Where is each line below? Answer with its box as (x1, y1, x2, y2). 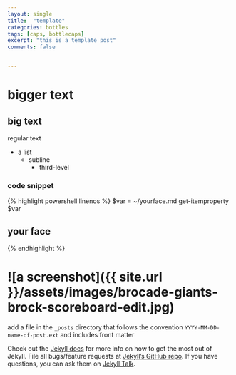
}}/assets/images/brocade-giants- (7, 284, 219, 300)
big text (7, 115, 42, 127)
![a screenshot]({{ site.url (7, 269, 163, 285)
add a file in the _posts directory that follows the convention (7, 323, 183, 332)
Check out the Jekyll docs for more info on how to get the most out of (7, 344, 212, 353)
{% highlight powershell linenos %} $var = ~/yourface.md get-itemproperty (7, 197, 230, 205)
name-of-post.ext (7, 332, 59, 339)
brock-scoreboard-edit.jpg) (7, 299, 175, 316)
